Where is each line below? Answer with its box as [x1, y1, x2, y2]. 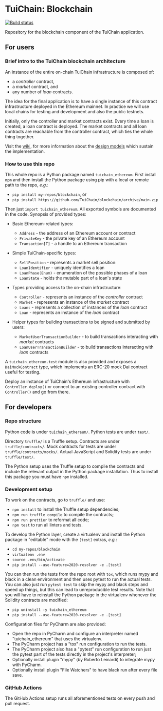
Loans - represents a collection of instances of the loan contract [19, 304, 147, 310]
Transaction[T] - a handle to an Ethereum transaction [19, 240, 127, 246]
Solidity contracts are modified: [5, 597, 68, 603]
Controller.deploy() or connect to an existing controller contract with [5, 383, 145, 389]
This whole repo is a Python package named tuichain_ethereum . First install [5, 171, 157, 177]
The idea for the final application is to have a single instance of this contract [5, 98, 157, 104]
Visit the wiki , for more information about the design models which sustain [5, 143, 154, 149]
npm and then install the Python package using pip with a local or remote [5, 177, 149, 183]
